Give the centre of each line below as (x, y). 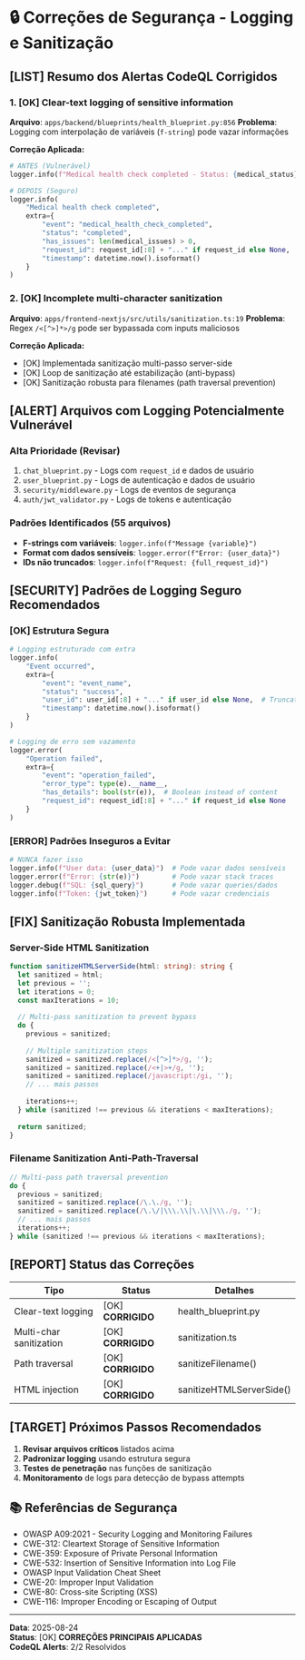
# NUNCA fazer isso (46, 860)
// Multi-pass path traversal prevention (89, 1177)
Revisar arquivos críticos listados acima (98, 1449)
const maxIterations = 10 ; (69, 1000)
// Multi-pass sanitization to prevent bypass (107, 1017)
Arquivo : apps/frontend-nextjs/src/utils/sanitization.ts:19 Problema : (148, 318)
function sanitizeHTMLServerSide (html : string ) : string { (121, 967)
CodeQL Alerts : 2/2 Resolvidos (68, 1647)
